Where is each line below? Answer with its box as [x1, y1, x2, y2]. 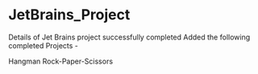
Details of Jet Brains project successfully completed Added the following [8, 32, 251, 42]
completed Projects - [8, 40, 79, 50]
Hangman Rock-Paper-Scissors [8, 56, 114, 66]
